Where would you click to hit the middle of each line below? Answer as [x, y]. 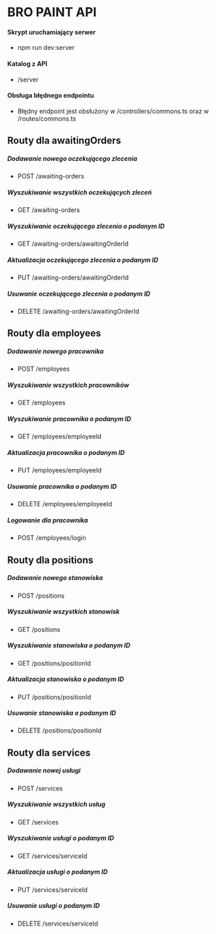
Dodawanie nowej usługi [44, 770]
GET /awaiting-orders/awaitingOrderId [73, 244]
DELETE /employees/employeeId [65, 504]
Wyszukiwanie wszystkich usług [56, 804]
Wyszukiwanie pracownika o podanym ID [69, 419]
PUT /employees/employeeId [59, 471]
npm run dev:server [46, 48]
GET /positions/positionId [54, 663]
